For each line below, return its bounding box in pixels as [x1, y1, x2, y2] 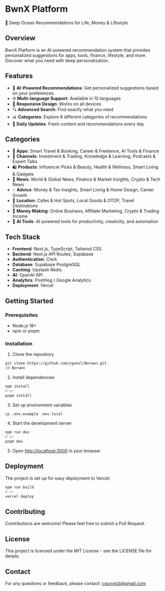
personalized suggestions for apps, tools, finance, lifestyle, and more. [5, 52, 147, 58]
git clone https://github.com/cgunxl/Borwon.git [5, 361, 107, 366]
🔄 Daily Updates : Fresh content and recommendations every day [12, 121, 144, 126]
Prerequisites [5, 311, 38, 318]
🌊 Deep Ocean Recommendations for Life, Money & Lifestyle [5, 20, 128, 26]
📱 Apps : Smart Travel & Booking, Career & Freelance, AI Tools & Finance [12, 148, 159, 154]
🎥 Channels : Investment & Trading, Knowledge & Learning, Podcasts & [12, 154, 156, 159]
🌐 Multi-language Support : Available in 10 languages [12, 95, 121, 101]
